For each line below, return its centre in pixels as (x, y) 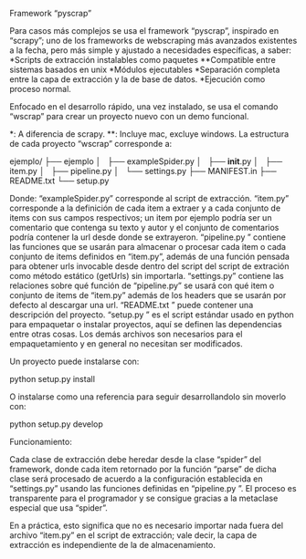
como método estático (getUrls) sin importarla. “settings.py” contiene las (147, 276)
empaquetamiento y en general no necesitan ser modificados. (127, 344)
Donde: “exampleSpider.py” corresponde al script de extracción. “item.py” (149, 198)
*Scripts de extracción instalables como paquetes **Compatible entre (142, 60)
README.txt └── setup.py (59, 181)
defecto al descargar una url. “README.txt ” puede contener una (132, 305)
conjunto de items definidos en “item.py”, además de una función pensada (150, 256)
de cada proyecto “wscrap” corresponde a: (91, 144)
